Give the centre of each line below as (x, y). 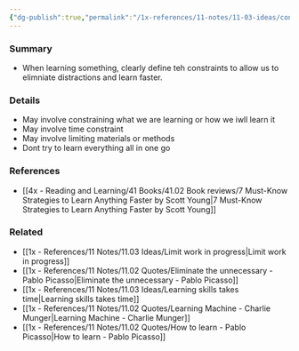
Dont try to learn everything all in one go (96, 148)
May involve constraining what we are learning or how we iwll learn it (149, 120)
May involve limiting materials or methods (98, 139)
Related (26, 232)
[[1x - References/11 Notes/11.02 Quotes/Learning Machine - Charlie (146, 308)
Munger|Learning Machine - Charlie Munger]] (106, 317)
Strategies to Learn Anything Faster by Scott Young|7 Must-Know (142, 200)
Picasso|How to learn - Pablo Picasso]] (94, 336)
